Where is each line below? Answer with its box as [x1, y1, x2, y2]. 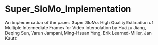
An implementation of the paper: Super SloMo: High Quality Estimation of [5, 20, 154, 25]
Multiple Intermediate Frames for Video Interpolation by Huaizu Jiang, [5, 24, 146, 30]
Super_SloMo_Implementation [5, 3, 131, 15]
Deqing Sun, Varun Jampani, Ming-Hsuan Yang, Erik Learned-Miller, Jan [5, 30, 152, 36]
